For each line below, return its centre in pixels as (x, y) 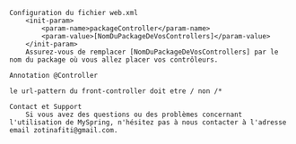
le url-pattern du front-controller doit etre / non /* (116, 91)
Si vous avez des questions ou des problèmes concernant (134, 114)
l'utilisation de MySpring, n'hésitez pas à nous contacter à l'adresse (148, 123)
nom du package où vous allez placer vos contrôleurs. (114, 60)
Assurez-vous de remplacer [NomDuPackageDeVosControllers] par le (152, 52)
